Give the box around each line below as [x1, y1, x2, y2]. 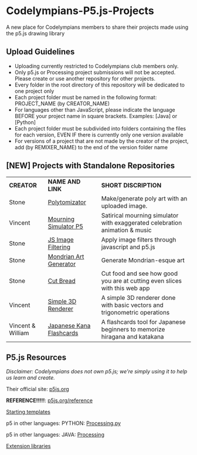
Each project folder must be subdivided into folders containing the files [14, 125, 186, 132]
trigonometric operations [101, 308, 170, 316]
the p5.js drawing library [6, 29, 65, 36]
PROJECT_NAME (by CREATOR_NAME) [14, 100, 110, 107]
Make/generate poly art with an [101, 194, 188, 202]
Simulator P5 [47, 222, 83, 230]
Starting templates [6, 409, 51, 416]
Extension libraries [6, 443, 51, 450]
